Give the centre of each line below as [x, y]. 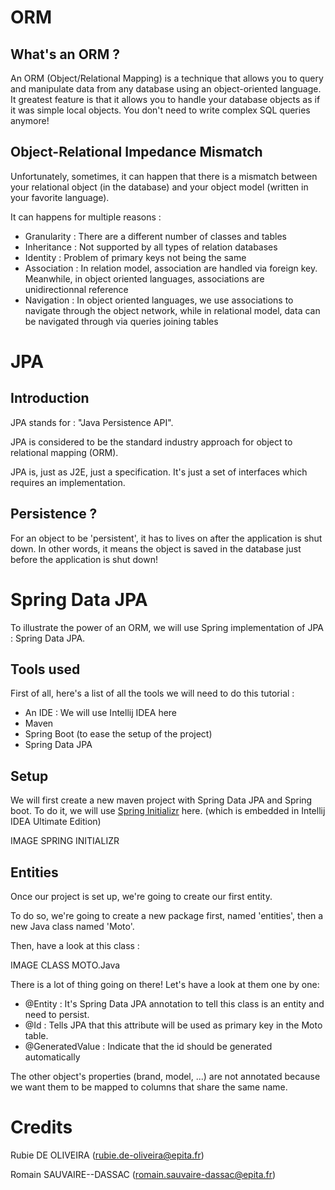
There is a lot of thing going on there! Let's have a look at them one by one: [165, 984]
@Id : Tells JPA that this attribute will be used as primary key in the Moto [173, 1025]
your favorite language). [60, 197]
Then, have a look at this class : [75, 945]
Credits [41, 1127]
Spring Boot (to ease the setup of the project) [118, 734]
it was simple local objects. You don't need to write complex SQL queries [160, 110]
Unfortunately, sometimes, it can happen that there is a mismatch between [164, 176]
